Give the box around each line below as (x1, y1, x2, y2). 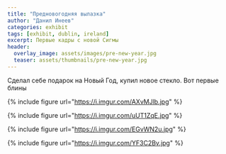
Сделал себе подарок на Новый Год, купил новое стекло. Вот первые (7, 76, 220, 84)
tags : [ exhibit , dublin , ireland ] (7, 30, 110, 38)
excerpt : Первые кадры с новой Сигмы (7, 37, 119, 44)
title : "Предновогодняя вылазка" (7, 10, 106, 18)
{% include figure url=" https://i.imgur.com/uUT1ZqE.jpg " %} (7, 111, 183, 119)
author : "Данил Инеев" (7, 17, 74, 24)
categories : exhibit (7, 23, 69, 31)
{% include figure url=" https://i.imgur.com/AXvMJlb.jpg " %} (7, 97, 183, 106)
